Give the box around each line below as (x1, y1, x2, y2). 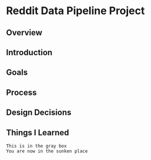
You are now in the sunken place (6, 148, 88, 154)
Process (6, 87, 37, 98)
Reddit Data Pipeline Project (6, 4, 145, 18)
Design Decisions (6, 108, 72, 118)
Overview (6, 28, 43, 38)
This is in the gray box (6, 143, 67, 149)
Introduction (6, 47, 53, 57)
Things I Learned (6, 128, 69, 138)
